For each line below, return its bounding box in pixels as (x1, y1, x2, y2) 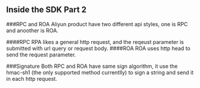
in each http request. (6, 75, 58, 82)
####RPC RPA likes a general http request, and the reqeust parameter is (6, 38, 184, 45)
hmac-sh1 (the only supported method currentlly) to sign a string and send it (6, 68, 194, 76)
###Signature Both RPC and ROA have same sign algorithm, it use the (6, 62, 178, 70)
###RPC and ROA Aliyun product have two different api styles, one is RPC (6, 20, 188, 27)
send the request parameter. (6, 51, 76, 58)
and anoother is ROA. (6, 27, 59, 34)
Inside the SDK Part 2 (6, 5, 87, 15)
